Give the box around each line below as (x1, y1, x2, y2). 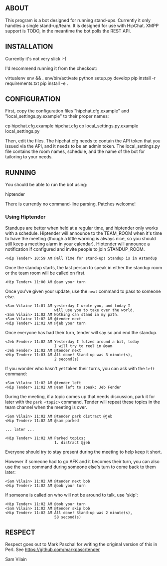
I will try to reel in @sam (54, 343, 113, 349)
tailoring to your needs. (5, 154, 53, 160)
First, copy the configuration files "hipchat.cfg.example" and (5, 108, 130, 114)
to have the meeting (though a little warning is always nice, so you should (5, 235, 156, 241)
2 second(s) (54, 357, 79, 362)
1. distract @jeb (54, 440, 91, 445)
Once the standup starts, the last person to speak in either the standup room (5, 264, 163, 270)
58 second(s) (54, 515, 81, 520)
